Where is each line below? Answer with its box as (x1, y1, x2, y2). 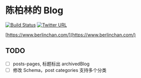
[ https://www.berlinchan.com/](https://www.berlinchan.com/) (5, 32, 136, 38)
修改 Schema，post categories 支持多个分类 (12, 67, 107, 73)
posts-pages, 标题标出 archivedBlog (12, 61, 90, 67)
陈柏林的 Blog (5, 5, 63, 16)
